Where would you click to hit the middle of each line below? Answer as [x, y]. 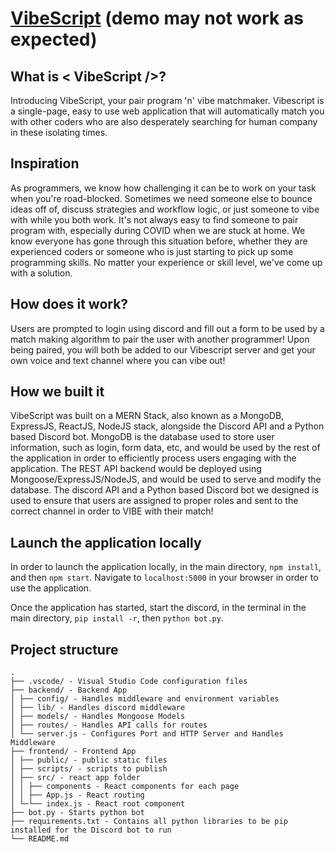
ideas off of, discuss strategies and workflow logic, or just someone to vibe [165, 209]
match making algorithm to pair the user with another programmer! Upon [160, 339]
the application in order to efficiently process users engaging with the [153, 458]
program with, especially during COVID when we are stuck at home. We [158, 230]
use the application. [51, 588]
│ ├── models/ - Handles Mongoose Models [98, 717]
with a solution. [41, 273]
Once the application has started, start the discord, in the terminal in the [158, 608]
